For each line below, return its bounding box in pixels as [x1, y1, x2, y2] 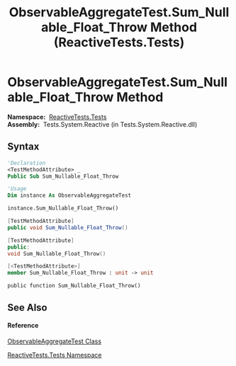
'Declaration [7, 159, 46, 166]
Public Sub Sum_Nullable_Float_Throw [7, 173, 119, 180]
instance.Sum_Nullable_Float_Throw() [7, 205, 119, 212]
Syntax [7, 141, 40, 153]
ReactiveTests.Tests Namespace [7, 350, 102, 359]
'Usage [7, 185, 27, 193]
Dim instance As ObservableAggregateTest [7, 192, 132, 199]
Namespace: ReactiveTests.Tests [7, 113, 107, 121]
